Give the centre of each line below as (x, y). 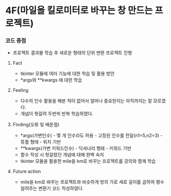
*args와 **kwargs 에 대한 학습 (51, 80)
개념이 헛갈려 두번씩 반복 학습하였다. (57, 114)
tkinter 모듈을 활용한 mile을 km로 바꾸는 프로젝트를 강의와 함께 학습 (88, 161)
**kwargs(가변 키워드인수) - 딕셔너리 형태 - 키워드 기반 (76, 148)
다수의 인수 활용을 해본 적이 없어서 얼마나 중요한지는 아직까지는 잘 (86, 101)
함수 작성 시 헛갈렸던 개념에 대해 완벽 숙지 (62, 155)
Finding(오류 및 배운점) (36, 125)
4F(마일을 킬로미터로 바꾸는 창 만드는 (79, 11)
